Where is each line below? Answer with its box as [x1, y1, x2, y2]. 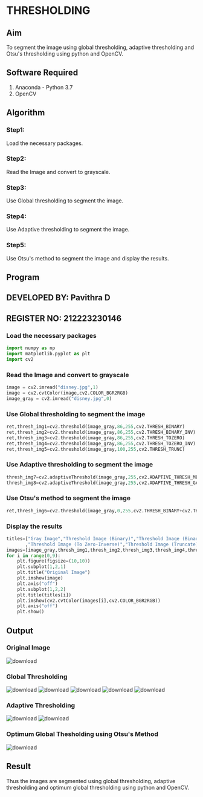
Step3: [6, 183, 27, 192]
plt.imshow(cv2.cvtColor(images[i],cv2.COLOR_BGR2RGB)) [17, 598, 161, 604]
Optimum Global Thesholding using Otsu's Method [6, 730, 159, 738]
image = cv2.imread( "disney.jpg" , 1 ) [6, 384, 98, 390]
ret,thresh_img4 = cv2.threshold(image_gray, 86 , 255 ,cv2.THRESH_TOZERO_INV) [6, 440, 196, 447]
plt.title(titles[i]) [17, 592, 71, 598]
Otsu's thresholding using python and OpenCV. [6, 50, 124, 57]
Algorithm [6, 108, 45, 118]
